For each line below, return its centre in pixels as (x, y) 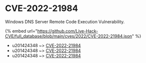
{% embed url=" (21, 31)
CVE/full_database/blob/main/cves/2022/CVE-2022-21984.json (69, 36)
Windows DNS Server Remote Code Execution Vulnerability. (65, 22)
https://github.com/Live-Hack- (68, 31)
